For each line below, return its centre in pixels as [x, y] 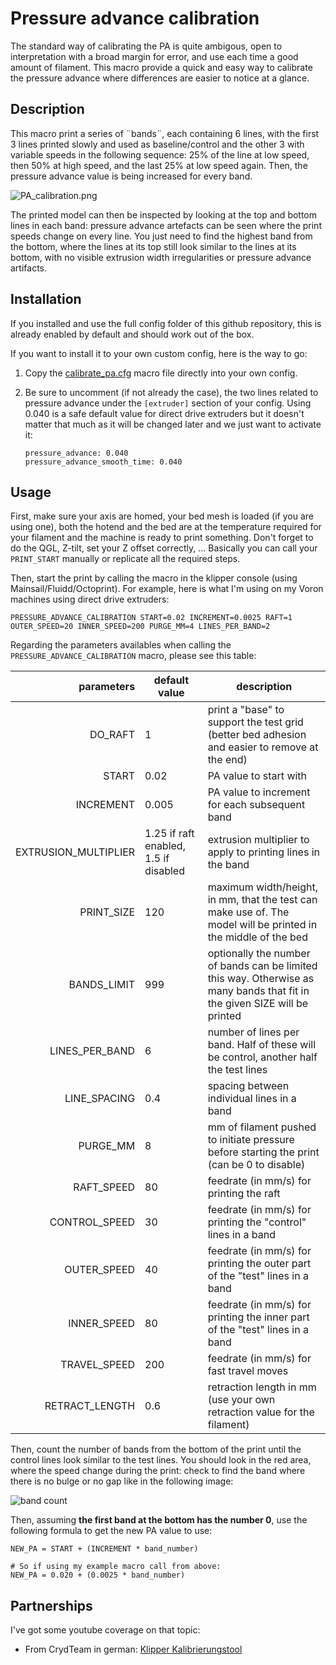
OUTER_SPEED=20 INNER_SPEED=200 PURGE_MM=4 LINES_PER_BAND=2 [140, 627]
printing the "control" [257, 1222]
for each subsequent [256, 805]
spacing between [248, 1086]
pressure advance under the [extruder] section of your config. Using [168, 403]
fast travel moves [248, 1371]
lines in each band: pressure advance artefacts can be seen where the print [166, 225]
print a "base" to [246, 710]
